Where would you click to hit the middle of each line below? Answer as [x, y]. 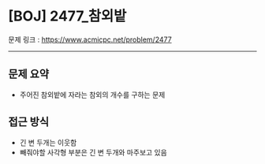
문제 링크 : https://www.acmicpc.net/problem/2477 [90, 39]
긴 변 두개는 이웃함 [48, 142]
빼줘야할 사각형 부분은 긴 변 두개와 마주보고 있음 [93, 152]
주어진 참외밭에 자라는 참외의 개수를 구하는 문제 [92, 95]
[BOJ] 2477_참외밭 [67, 16]
